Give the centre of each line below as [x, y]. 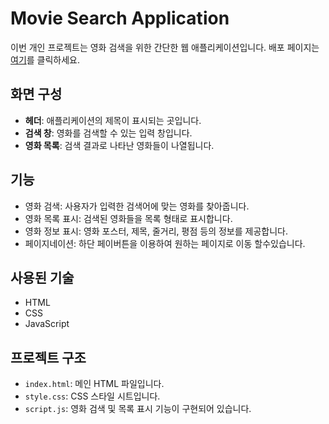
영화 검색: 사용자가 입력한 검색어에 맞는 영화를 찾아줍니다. [137, 206]
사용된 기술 [42, 277]
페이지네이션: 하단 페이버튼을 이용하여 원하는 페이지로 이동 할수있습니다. [165, 243]
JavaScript [47, 324]
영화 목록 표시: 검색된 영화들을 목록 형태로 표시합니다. [128, 218]
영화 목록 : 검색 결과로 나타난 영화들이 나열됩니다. [119, 145]
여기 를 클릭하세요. [45, 59]
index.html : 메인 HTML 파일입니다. [94, 384]
